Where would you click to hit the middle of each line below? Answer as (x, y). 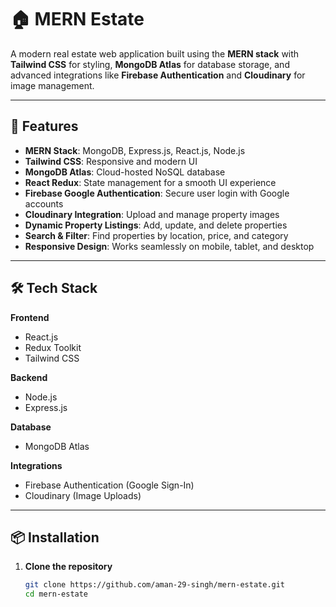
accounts (44, 203)
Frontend (30, 317)
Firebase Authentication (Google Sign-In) (109, 485)
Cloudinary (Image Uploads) (83, 495)
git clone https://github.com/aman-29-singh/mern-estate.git (155, 585)
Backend (29, 377)
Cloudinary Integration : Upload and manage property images (152, 214)
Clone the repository (68, 567)
